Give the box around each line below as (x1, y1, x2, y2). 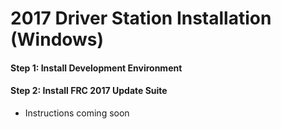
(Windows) (10, 28, 105, 51)
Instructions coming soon (24, 107, 130, 119)
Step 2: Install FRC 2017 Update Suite (10, 85, 168, 97)
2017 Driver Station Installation (10, 7, 272, 30)
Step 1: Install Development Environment (10, 62, 183, 74)
